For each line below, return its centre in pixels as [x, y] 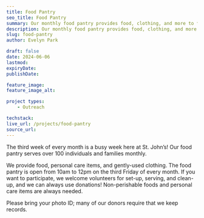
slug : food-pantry [29, 35]
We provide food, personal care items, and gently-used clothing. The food [99, 165]
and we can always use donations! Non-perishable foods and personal [104, 185]
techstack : [20, 118]
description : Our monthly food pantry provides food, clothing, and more [102, 29]
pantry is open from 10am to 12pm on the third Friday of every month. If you [101, 172]
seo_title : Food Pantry [36, 18]
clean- [185, 178]
